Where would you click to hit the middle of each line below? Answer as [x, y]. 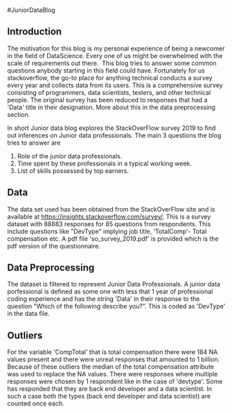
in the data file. [28, 313]
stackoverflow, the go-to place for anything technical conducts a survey [110, 77]
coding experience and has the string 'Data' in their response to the [104, 299]
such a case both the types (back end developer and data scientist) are [109, 396]
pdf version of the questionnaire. [54, 246]
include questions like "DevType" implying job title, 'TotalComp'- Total [107, 231]
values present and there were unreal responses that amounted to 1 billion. [114, 360]
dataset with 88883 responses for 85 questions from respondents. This [109, 223]
